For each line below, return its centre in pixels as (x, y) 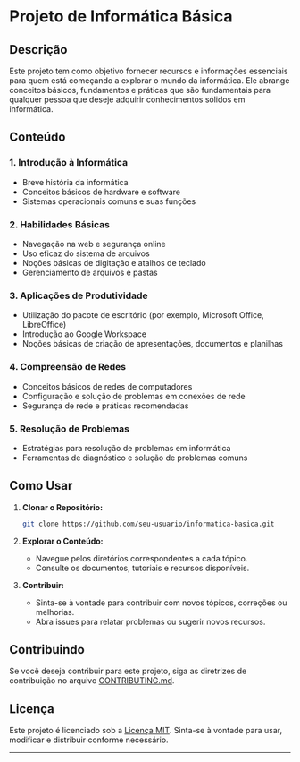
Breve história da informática (75, 182)
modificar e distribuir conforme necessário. (89, 740)
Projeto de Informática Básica (121, 17)
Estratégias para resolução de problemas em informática (126, 448)
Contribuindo (47, 650)
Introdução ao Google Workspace (84, 334)
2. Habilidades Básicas (59, 224)
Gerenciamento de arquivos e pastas (90, 272)
